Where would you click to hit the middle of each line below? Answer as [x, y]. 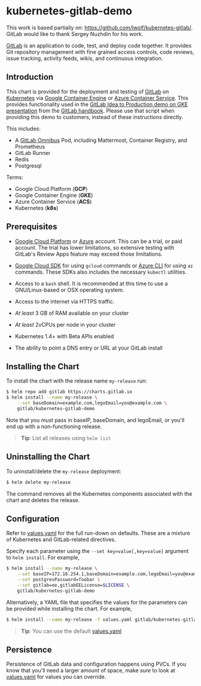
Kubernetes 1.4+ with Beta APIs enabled [64, 336]
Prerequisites [32, 227]
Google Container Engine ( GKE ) [54, 195]
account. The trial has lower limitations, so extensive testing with [95, 247]
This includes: [23, 128]
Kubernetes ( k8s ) [36, 208]
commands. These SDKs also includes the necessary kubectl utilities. [101, 272]
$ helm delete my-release [38, 482]
